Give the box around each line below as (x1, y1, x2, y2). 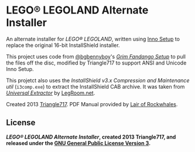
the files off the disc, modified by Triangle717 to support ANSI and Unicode (6, 59, 187, 66)
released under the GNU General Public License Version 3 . (6, 139, 151, 147)
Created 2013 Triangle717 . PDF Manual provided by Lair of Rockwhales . (6, 100, 178, 107)
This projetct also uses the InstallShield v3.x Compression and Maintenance (6, 77, 190, 84)
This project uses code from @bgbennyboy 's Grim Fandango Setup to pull (6, 53, 186, 60)
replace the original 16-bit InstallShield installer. (6, 42, 120, 49)
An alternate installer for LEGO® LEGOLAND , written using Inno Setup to (6, 35, 180, 42)
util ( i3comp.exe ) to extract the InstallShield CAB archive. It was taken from (6, 83, 185, 90)
